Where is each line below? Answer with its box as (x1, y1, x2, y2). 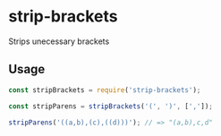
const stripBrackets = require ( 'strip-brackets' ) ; (8, 85, 201, 95)
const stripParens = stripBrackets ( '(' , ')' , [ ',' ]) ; (8, 101, 214, 111)
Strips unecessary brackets (8, 36, 110, 47)
